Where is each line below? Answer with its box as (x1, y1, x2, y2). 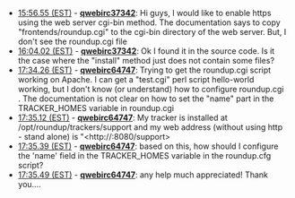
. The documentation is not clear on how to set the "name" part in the (17, 93, 274, 104)
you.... (17, 179, 42, 189)
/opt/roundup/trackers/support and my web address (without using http (17, 122, 283, 133)
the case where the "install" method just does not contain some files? (17, 56, 275, 65)
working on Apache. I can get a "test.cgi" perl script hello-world (17, 74, 255, 84)
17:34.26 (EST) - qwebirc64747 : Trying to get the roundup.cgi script (17, 65, 272, 75)
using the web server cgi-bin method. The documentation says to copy (17, 17, 281, 28)
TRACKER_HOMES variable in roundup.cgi (17, 103, 175, 113)
